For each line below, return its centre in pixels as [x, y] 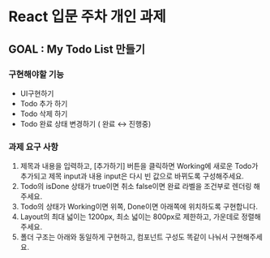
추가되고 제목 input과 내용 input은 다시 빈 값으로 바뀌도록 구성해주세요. [132, 176]
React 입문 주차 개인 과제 [87, 17]
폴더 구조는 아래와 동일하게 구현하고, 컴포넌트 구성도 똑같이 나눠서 [124, 237]
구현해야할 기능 [36, 74]
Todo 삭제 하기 [44, 114]
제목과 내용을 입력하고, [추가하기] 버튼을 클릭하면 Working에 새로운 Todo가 [139, 166]
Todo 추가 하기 [44, 103]
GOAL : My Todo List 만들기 [77, 49]
